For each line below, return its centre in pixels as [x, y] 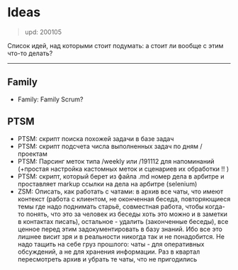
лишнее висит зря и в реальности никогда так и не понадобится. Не [121, 236]
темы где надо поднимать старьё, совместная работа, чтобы [110, 206]
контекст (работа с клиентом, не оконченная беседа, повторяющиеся [124, 198]
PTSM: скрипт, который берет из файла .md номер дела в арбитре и [121, 176]
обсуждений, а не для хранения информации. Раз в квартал [109, 252]
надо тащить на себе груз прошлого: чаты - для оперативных [111, 244]
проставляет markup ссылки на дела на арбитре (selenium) [107, 184]
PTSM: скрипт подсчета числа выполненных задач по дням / [110, 146]
